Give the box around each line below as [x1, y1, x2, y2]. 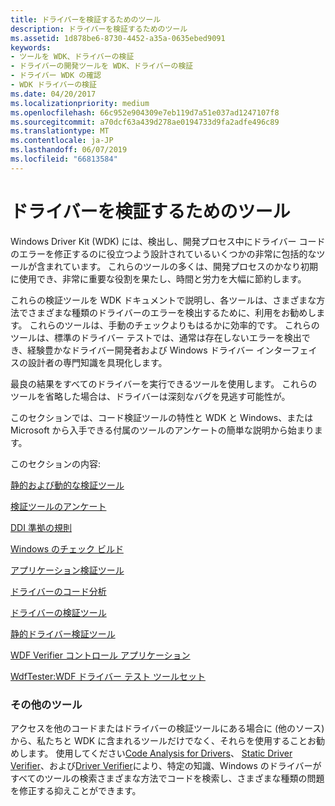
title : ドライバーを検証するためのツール [10, 14, 162, 25]
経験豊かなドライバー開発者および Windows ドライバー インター [27, 344, 292, 356]
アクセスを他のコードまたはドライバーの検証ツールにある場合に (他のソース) [10, 722, 325, 734]
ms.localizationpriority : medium [10, 98, 150, 108]
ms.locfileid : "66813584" [10, 154, 118, 164]
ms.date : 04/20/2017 [10, 89, 97, 99]
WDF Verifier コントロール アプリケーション [10, 649, 191, 661]
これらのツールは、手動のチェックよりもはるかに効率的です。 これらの [29, 319, 320, 331]
